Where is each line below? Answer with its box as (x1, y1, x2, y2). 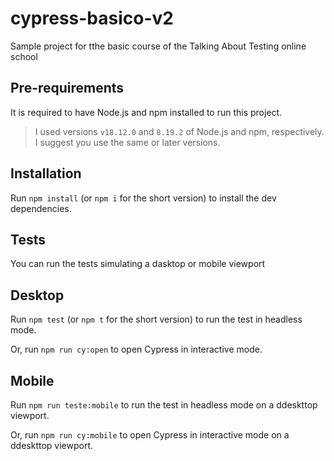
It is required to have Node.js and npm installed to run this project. (10, 106, 283, 118)
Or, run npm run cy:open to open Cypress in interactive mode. (10, 343, 263, 356)
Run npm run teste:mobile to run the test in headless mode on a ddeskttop (10, 399, 318, 411)
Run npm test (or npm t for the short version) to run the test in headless (10, 313, 303, 326)
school (10, 50, 38, 62)
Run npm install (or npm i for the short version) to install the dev (10, 192, 277, 204)
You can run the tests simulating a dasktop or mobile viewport (10, 258, 266, 270)
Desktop (10, 287, 65, 304)
